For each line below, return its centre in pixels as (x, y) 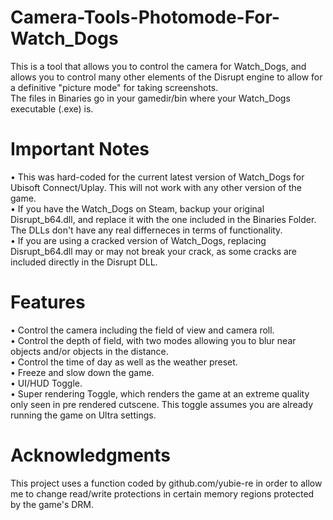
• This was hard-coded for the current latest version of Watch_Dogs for (157, 177)
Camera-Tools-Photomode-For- (145, 17)
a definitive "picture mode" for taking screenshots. (114, 87)
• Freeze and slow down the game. (82, 372)
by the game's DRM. (52, 504)
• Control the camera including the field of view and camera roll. (142, 330)
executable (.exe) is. (52, 108)
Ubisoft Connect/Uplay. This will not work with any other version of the (156, 187)
